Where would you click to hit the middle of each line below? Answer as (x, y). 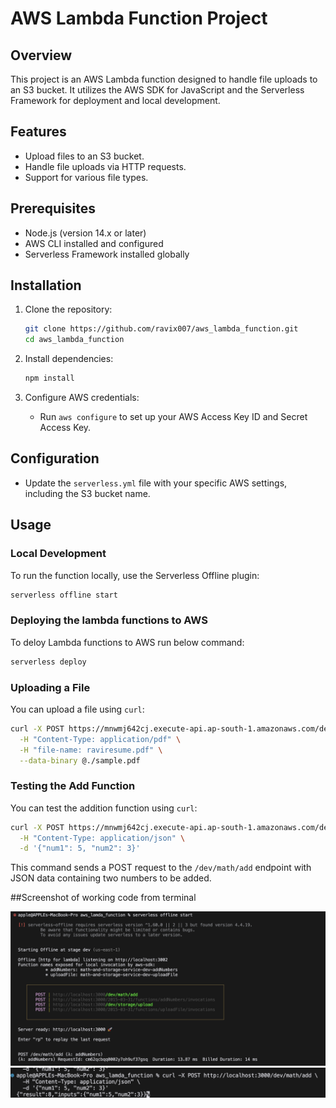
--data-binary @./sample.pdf (80, 760)
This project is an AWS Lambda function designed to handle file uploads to (164, 79)
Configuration (55, 458)
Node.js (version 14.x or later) (85, 233)
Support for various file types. (86, 177)
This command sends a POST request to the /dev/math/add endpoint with (161, 868)
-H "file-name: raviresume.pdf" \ (91, 750)
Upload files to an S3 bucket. (84, 156)
